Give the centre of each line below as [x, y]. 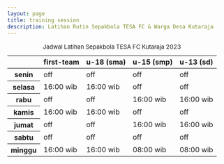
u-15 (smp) [152, 62]
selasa [24, 88]
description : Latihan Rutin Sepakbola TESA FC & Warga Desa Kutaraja [111, 26]
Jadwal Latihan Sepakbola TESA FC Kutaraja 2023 [112, 47]
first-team [61, 62]
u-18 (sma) [106, 62]
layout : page [26, 14]
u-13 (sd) [196, 62]
